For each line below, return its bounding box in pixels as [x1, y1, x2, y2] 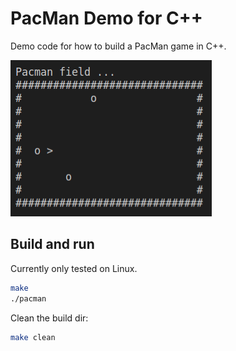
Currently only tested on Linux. [10, 262, 138, 274]
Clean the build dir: [10, 312, 89, 324]
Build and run [10, 236, 95, 253]
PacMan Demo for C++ [10, 7, 203, 30]
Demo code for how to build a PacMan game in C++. [10, 40, 227, 52]
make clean [10, 332, 56, 342]
